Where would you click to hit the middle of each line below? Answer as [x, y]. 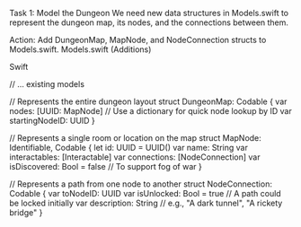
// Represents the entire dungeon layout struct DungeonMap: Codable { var [148, 101]
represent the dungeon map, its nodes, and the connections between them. [149, 22]
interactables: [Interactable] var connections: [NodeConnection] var [135, 157]
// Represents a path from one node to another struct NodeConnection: [141, 184]
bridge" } [26, 213]
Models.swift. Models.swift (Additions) [80, 49]
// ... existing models [47, 84]
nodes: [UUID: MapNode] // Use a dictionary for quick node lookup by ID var [150, 111]
